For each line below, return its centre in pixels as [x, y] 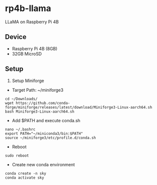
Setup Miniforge [28, 81]
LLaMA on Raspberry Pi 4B [32, 22]
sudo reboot [17, 156]
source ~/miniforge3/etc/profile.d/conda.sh [50, 138]
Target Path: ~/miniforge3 [38, 90]
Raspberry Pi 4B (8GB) [35, 48]
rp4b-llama [28, 8]
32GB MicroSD [27, 54]
